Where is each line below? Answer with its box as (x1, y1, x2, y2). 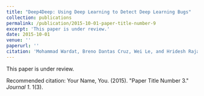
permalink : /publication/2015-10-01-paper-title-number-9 (6, 20, 156, 26)
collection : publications (6, 15, 72, 21)
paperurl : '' (6, 43, 39, 49)
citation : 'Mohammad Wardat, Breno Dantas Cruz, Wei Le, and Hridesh (6, 49, 186, 55)
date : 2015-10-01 (6, 32, 50, 38)
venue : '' (6, 37, 32, 43)
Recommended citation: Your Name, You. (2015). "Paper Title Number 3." (6, 77, 189, 84)
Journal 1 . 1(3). (6, 83, 44, 91)
